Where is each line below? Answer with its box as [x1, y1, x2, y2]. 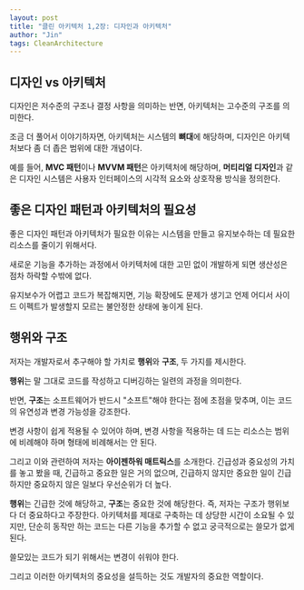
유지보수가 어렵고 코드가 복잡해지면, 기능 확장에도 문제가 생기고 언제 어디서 [9, 289, 274, 300]
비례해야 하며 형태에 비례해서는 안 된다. [18, 436, 157, 447]
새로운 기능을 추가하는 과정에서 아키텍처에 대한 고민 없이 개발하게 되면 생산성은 [9, 258, 289, 269]
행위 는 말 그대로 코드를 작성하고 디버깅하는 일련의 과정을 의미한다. [9, 375, 242, 386]
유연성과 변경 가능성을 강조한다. [18, 405, 131, 416]
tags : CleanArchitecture [9, 38, 103, 48]
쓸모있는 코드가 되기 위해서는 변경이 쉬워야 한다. [9, 551, 180, 562]
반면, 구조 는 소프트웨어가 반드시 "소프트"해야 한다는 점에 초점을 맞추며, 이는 [9, 395, 276, 405]
